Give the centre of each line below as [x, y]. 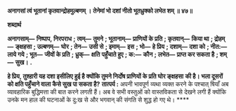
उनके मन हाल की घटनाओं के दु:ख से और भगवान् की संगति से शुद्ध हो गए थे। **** [98, 100]
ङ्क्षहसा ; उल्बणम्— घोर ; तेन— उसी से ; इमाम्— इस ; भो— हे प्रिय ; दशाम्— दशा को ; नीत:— [121, 46]
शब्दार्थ [14, 25]
